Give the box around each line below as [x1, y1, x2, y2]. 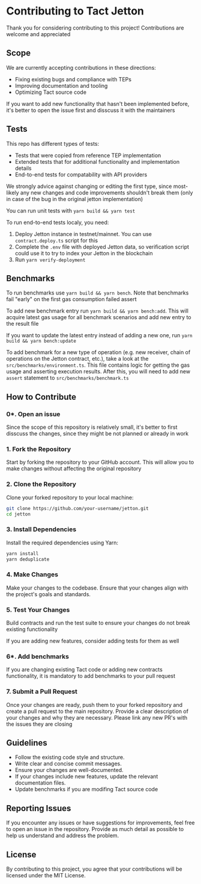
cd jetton [6, 511, 31, 517]
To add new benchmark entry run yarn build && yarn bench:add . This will [6, 307, 189, 314]
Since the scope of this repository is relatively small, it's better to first [6, 423, 178, 431]
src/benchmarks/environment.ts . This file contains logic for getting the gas [6, 361, 190, 369]
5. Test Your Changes [6, 605, 70, 614]
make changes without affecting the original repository [6, 465, 142, 472]
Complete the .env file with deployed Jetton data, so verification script [14, 243, 190, 251]
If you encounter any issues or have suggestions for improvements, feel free [6, 819, 195, 826]
